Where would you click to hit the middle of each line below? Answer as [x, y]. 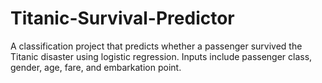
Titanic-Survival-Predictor [122, 18]
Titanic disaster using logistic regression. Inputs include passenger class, [161, 56]
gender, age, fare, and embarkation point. [96, 67]
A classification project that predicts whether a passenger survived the [156, 46]
